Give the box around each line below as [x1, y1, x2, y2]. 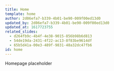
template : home [5, 12, 36, 16]
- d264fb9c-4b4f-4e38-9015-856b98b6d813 [9, 34, 92, 39]
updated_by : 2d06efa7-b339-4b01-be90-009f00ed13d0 [5, 20, 110, 25]
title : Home [5, 7, 29, 12]
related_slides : [5, 29, 38, 34]
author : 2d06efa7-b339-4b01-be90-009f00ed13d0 [5, 16, 101, 21]
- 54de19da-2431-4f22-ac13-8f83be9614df [9, 38, 92, 43]
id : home [5, 47, 23, 52]
